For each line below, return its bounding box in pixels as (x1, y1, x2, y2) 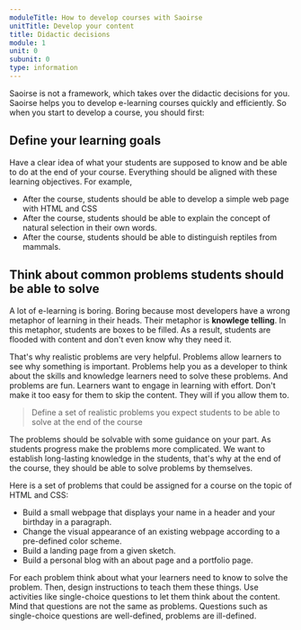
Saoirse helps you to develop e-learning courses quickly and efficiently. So (9, 97, 288, 108)
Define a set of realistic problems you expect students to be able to (31, 406, 280, 418)
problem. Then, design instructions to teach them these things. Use (9, 581, 259, 592)
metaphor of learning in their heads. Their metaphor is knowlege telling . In (9, 315, 287, 325)
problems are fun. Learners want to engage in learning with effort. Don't (9, 379, 276, 391)
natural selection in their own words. (22, 222, 157, 233)
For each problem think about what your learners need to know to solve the (9, 572, 288, 582)
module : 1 (9, 38, 47, 48)
